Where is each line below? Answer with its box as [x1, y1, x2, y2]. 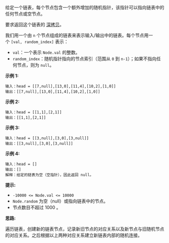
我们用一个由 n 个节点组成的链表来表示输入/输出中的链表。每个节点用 [5, 32, 149, 38]
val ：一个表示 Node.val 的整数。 [12, 50, 80, 55]
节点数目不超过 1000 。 [12, 205, 61, 210]
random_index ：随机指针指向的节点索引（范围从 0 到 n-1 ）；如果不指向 [12, 56, 157, 62]
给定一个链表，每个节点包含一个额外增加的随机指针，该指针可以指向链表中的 [5, 5, 164, 10]
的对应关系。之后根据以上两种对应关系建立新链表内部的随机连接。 [5, 232, 142, 238]
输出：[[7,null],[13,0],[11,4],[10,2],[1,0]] [5, 89, 100, 94]
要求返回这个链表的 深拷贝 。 [5, 22, 64, 27]
